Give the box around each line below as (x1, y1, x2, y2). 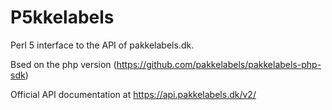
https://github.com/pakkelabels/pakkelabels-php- (116, 58, 322, 70)
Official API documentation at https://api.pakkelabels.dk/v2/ (10, 88, 257, 100)
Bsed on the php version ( (10, 58, 117, 70)
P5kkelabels (10, 6, 115, 29)
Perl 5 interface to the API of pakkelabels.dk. (10, 39, 195, 51)
